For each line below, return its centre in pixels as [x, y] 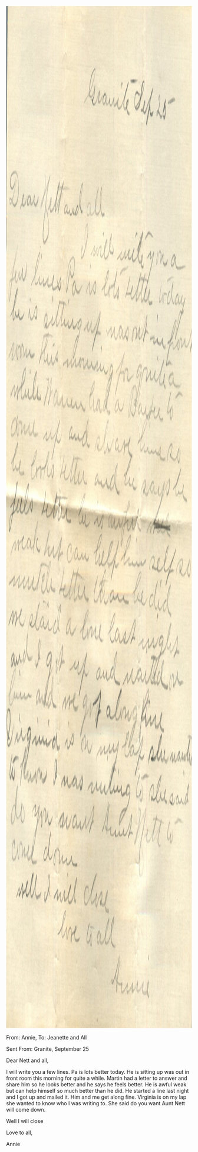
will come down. [26, 1110]
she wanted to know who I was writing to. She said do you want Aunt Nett [96, 1103]
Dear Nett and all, [27, 1060]
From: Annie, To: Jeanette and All [47, 1037]
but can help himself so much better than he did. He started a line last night [98, 1091]
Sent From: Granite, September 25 [48, 1049]
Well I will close [25, 1121]
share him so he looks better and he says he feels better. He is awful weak [96, 1085]
